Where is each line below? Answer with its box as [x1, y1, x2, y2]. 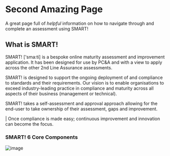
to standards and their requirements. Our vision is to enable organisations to [5, 80, 164, 86]
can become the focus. [5, 121, 54, 127]
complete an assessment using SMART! [5, 25, 89, 31]
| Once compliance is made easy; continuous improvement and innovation [5, 115, 160, 122]
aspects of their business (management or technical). [5, 90, 117, 97]
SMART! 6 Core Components [5, 133, 78, 140]
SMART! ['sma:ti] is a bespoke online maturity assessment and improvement [5, 54, 165, 60]
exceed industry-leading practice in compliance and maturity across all [5, 85, 154, 91]
